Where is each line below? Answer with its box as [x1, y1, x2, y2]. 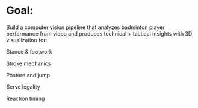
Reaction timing [6, 95, 45, 102]
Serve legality [6, 83, 40, 91]
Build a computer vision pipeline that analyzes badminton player [6, 24, 165, 31]
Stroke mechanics [6, 60, 51, 67]
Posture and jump [6, 71, 50, 78]
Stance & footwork [6, 48, 52, 55]
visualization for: [6, 36, 48, 43]
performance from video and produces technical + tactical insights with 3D [6, 30, 193, 37]
